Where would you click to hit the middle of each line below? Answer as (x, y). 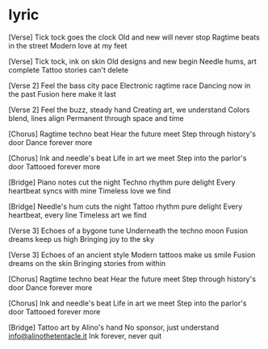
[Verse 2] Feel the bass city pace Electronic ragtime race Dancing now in (130, 85)
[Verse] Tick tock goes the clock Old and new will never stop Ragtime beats (134, 37)
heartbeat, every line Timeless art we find (77, 214)
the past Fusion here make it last (63, 93)
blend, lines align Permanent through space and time (96, 118)
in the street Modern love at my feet (68, 45)
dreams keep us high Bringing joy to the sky (82, 239)
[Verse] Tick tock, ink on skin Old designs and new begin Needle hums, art (132, 61)
